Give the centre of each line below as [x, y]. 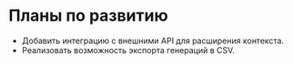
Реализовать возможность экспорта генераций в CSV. [128, 50]
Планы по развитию [89, 16]
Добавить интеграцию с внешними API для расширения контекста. [153, 41]
